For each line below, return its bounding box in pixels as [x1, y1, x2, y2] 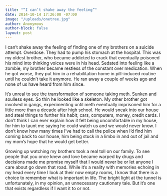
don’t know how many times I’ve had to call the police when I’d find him [5, 128, 152, 134]
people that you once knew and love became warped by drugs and [5, 154, 143, 160]
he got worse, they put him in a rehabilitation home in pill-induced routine [5, 71, 156, 76]
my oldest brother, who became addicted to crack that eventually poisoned [5, 55, 160, 60]
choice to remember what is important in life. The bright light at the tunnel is [5, 175, 161, 181]
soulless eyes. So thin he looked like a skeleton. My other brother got [5, 96, 147, 102]
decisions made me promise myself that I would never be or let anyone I [5, 159, 153, 165]
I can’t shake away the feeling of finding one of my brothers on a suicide [5, 44, 154, 50]
